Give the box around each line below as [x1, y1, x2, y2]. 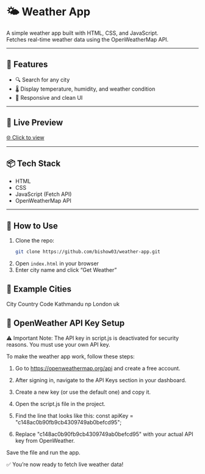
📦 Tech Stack [6, 158, 61, 168]
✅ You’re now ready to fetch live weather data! [6, 461, 124, 468]
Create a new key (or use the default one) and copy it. [15, 388, 151, 396]
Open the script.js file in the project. [15, 400, 106, 407]
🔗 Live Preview [6, 118, 63, 128]
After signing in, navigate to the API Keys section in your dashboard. [15, 376, 187, 383]
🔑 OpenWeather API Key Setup [6, 318, 125, 328]
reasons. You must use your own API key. [6, 340, 110, 348]
